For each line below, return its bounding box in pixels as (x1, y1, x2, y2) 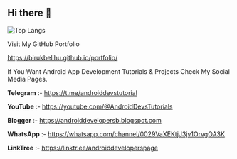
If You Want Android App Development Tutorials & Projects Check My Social (7, 67, 230, 75)
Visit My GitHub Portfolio (7, 40, 80, 48)
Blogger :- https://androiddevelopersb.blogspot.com (7, 116, 162, 124)
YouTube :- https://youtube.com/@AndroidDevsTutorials (7, 102, 173, 111)
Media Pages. (7, 75, 48, 83)
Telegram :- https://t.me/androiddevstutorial (7, 88, 137, 97)
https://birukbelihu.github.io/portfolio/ (7, 53, 118, 62)
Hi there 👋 (7, 7, 52, 19)
